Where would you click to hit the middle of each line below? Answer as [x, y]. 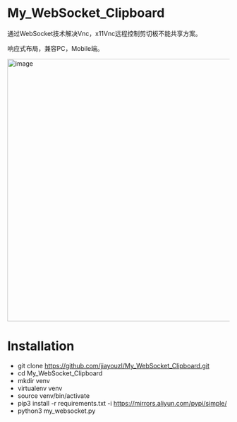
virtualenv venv [40, 388]
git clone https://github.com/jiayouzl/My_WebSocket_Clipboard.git [114, 365]
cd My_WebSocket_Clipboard [60, 373]
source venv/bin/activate [54, 395]
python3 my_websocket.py [56, 411]
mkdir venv [34, 380]
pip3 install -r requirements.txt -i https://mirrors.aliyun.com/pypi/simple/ [122, 403]
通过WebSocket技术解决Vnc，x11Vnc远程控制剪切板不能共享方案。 [105, 33]
